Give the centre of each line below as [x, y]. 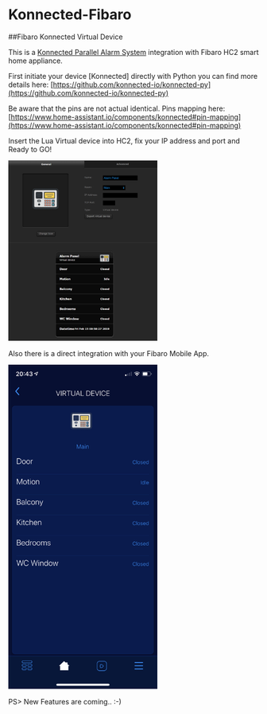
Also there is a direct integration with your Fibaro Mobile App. [108, 354]
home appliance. [36, 61]
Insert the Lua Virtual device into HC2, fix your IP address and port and [124, 140]
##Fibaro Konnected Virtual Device [66, 37]
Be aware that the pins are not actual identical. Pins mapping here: [117, 108]
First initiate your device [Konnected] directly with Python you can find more [133, 76]
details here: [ [31, 84]
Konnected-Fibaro [70, 15]
